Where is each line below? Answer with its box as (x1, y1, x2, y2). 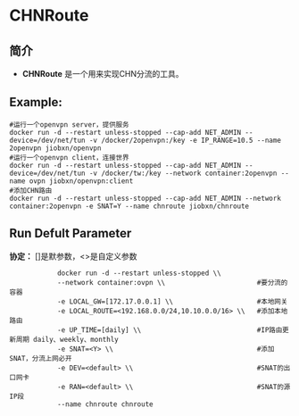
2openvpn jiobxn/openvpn (9, 144, 102, 153)
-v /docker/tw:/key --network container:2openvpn (88, 169, 278, 178)
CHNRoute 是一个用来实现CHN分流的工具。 (21, 69, 185, 79)
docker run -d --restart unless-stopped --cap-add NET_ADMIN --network (9, 194, 281, 203)
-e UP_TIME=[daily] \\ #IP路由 (56, 325, 283, 335)
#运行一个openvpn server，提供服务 (9, 120, 129, 129)
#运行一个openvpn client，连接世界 (9, 153, 129, 162)
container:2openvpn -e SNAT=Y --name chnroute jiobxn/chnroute (9, 202, 250, 211)
